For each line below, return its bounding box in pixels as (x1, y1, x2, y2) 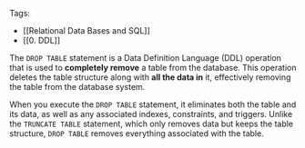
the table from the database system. (9, 82, 146, 92)
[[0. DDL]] (22, 35, 61, 45)
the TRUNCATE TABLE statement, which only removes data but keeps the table (9, 118, 294, 129)
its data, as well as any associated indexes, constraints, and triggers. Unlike (9, 109, 293, 119)
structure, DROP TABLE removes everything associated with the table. (9, 128, 264, 139)
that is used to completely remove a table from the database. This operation (9, 63, 298, 73)
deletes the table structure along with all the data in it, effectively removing (9, 72, 291, 83)
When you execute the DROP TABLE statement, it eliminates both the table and (9, 99, 297, 110)
